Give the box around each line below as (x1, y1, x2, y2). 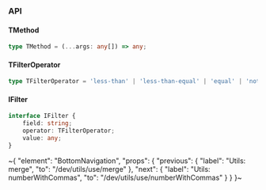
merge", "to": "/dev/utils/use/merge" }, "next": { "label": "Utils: (8, 164, 211, 173)
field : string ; (22, 120, 73, 127)
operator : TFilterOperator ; (22, 127, 115, 135)
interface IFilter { (8, 112, 77, 120)
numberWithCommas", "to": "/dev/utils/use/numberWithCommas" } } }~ (8, 173, 243, 182)
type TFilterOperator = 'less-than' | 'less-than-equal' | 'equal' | (8, 78, 243, 85)
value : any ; (22, 134, 62, 142)
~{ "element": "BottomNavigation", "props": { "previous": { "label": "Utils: (8, 156, 246, 165)
